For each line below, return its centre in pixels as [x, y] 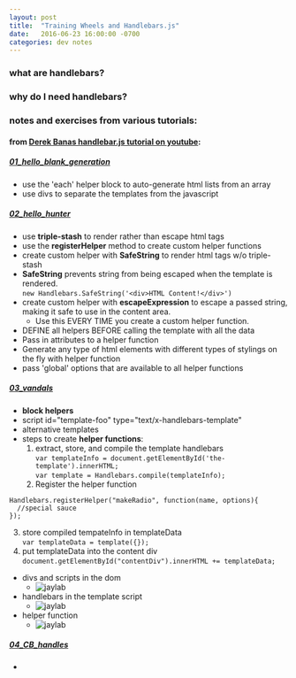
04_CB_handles [39, 645]
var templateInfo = [71, 458]
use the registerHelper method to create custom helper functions [142, 245]
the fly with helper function [71, 358]
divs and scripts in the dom [71, 577]
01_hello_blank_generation [60, 162]
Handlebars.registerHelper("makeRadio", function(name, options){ [134, 500]
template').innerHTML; [77, 466]
